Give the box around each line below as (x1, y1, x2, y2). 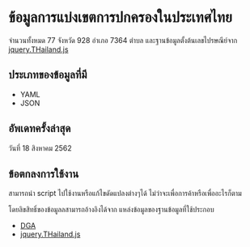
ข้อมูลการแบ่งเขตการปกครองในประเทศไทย (8, 8, 233, 27)
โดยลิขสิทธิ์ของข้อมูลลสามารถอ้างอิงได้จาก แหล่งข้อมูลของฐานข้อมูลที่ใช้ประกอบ (8, 205, 214, 215)
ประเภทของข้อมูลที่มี (8, 68, 87, 82)
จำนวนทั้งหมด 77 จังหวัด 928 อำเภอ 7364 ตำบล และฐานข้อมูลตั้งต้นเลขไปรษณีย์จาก (8, 35, 238, 45)
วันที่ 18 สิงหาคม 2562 (8, 143, 73, 153)
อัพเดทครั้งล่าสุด (8, 121, 71, 135)
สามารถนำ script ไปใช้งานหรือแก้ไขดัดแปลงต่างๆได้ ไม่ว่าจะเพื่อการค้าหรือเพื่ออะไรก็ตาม (8, 189, 243, 198)
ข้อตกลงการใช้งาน (8, 167, 79, 181)
